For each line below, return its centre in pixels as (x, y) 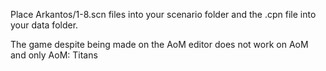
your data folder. (44, 25)
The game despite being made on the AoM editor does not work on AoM (159, 44)
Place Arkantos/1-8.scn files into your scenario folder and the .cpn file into (163, 14)
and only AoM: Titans (54, 55)
